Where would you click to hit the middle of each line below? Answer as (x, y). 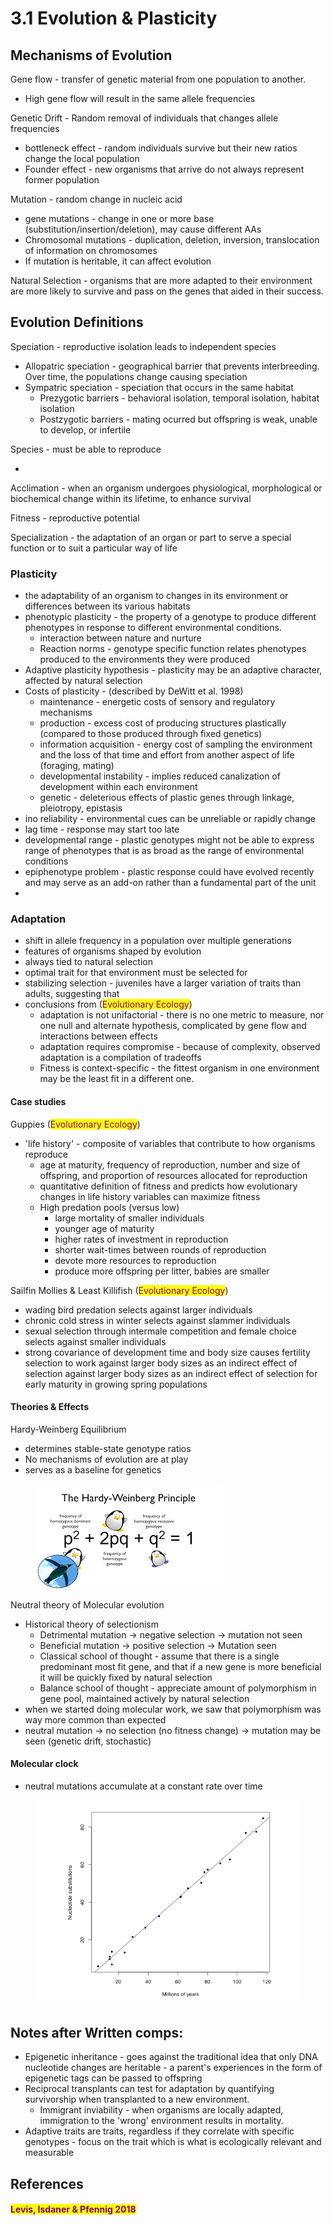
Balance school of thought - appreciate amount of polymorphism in (178, 1688)
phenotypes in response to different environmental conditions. (153, 628)
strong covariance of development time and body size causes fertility (167, 1352)
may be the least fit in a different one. (117, 1079)
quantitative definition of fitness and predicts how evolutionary (168, 1186)
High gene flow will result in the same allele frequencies (140, 98)
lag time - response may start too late (102, 829)
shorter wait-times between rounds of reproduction (160, 1249)
